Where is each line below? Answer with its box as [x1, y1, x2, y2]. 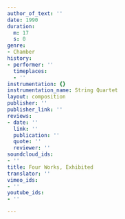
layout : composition [7, 94, 67, 101]
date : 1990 [7, 17, 38, 23]
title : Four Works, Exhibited [7, 163, 94, 171]
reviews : [7, 112, 32, 119]
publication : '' [13, 132, 60, 138]
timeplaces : [13, 67, 48, 74]
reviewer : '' [13, 145, 51, 152]
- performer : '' [7, 61, 54, 68]
